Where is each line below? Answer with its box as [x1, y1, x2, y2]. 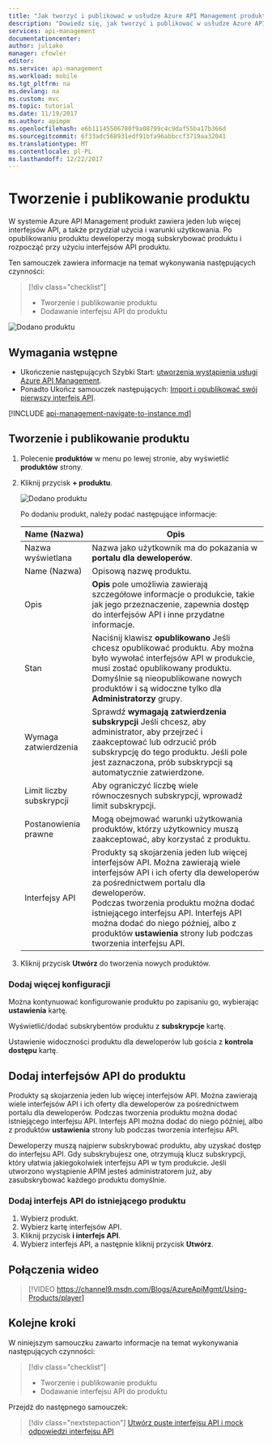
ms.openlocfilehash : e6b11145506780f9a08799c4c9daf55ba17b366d [8, 125, 227, 133]
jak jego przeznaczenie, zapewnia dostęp [91, 598, 249, 609]
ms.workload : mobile [8, 72, 79, 80]
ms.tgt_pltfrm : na [8, 79, 70, 87]
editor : [8, 57, 35, 66]
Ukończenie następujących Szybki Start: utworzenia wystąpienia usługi [19, 367, 258, 376]
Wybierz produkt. [19, 1213, 79, 1223]
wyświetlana [23, 552, 73, 563]
